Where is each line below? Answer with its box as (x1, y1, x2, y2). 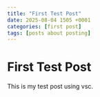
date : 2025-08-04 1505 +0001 (7, 17, 91, 24)
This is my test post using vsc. (7, 82, 94, 91)
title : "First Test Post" (7, 10, 81, 17)
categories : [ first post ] (7, 23, 81, 30)
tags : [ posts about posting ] (7, 29, 91, 37)
